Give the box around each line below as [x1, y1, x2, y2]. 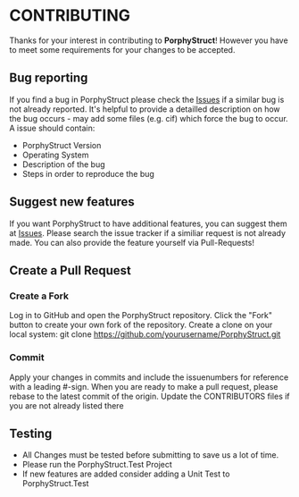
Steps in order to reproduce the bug [21, 168, 154, 179]
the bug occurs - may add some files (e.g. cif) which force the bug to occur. [9, 113, 288, 123]
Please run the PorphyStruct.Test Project [21, 459, 172, 470]
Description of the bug [21, 158, 105, 170]
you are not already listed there [9, 400, 124, 411]
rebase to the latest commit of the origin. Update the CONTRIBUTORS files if [9, 391, 290, 401]
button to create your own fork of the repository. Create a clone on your [9, 319, 273, 331]
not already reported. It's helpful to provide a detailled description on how [9, 104, 281, 114]
